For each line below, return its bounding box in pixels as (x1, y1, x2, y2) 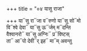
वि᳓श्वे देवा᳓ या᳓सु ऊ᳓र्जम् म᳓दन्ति (6, 24, 71, 31)
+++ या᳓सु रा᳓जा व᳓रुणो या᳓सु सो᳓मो (6, 17, 81, 24)
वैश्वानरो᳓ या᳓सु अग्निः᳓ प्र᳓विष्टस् (6, 31, 70, 38)
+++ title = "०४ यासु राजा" (6, 5, 65, 12)
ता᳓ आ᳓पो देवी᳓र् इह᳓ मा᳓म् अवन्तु (6, 37, 72, 44)
